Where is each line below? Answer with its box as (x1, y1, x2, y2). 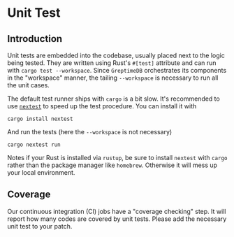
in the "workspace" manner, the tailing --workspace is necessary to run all (7, 73, 219, 82)
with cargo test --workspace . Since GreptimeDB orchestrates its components (7, 66, 227, 74)
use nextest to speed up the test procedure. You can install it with (7, 102, 197, 110)
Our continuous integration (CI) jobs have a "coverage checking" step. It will (7, 207, 226, 215)
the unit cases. (7, 81, 50, 89)
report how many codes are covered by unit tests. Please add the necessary (7, 215, 227, 223)
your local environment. (7, 168, 75, 176)
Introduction (7, 33, 63, 45)
